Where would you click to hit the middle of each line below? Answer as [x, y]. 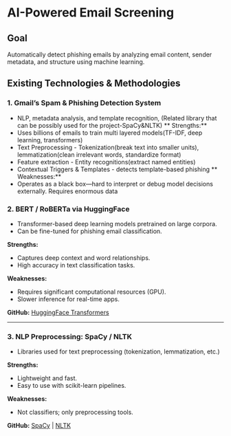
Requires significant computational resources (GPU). [91, 292]
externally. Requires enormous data [67, 191]
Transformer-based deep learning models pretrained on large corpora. [117, 224]
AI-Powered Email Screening [90, 13]
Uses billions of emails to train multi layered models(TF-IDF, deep [110, 133]
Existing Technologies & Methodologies [94, 84]
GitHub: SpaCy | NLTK [39, 426]
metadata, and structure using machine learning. [76, 62]
